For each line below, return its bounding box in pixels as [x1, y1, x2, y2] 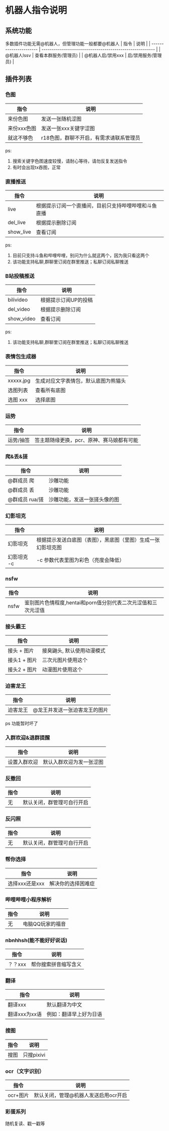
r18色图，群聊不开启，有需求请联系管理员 [41, 134, 140, 141]
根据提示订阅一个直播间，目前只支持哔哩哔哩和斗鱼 [36, 202, 157, 209]
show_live [8, 228, 31, 235]
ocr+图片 [8, 1092, 29, 1099]
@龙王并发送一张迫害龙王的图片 [33, 706, 109, 713]
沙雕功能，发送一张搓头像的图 [48, 496, 120, 503]
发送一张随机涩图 [41, 115, 82, 122]
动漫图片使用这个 [42, 666, 83, 673]
